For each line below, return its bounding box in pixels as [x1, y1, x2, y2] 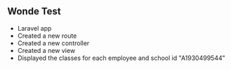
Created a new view [17, 46, 76, 54]
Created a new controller [17, 38, 90, 47]
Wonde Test [7, 6, 61, 17]
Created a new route [17, 31, 77, 40]
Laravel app [17, 24, 52, 32]
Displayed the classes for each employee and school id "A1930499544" [17, 54, 226, 62]
